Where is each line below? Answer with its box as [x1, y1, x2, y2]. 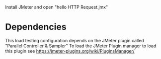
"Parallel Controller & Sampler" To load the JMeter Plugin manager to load [5, 43, 157, 49]
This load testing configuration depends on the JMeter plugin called [5, 37, 144, 43]
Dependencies [5, 22, 67, 32]
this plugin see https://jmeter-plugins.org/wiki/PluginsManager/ [5, 48, 135, 54]
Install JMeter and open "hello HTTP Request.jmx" [5, 4, 108, 10]
